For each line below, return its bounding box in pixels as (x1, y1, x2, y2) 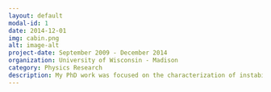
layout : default (8, 11, 63, 20)
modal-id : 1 (8, 19, 48, 27)
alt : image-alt (8, 42, 60, 50)
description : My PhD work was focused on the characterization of (8, 71, 236, 79)
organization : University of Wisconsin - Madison (8, 57, 179, 65)
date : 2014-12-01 (8, 26, 67, 34)
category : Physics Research (8, 64, 103, 72)
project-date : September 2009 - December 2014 (8, 49, 168, 57)
